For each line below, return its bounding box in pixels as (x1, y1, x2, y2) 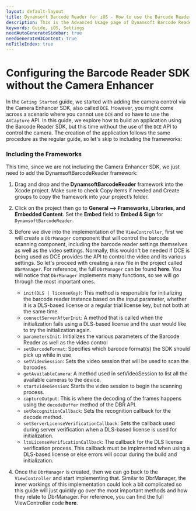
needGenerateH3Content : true (6, 36, 77, 42)
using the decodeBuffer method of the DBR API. (23, 401, 137, 408)
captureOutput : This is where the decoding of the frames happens (23, 395, 182, 402)
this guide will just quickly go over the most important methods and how (14, 487, 188, 494)
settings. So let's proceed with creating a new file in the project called (14, 260, 183, 267)
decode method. (23, 413, 63, 421)
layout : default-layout (6, 8, 64, 15)
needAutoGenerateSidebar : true (6, 30, 82, 36)
